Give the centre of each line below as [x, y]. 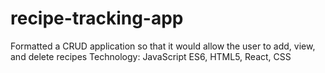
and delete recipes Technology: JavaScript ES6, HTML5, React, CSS [151, 56]
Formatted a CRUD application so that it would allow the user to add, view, [163, 46]
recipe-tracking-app [97, 18]
